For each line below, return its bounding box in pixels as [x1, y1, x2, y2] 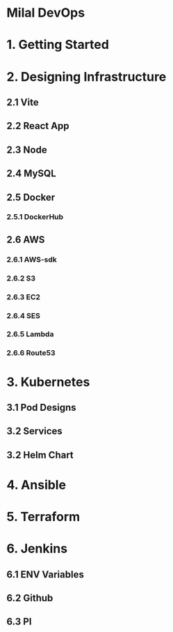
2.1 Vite [6, 96, 39, 108]
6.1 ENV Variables [6, 569, 84, 580]
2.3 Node [6, 144, 47, 156]
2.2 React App [6, 120, 70, 132]
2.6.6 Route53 [6, 348, 56, 358]
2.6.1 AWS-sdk [6, 255, 57, 264]
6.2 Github [6, 592, 53, 604]
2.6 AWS [6, 234, 45, 246]
